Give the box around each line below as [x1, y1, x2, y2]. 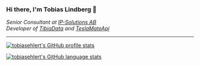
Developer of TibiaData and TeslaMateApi [6, 25, 110, 32]
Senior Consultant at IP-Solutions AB [6, 19, 96, 26]
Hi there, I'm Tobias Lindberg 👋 [6, 5, 97, 14]
